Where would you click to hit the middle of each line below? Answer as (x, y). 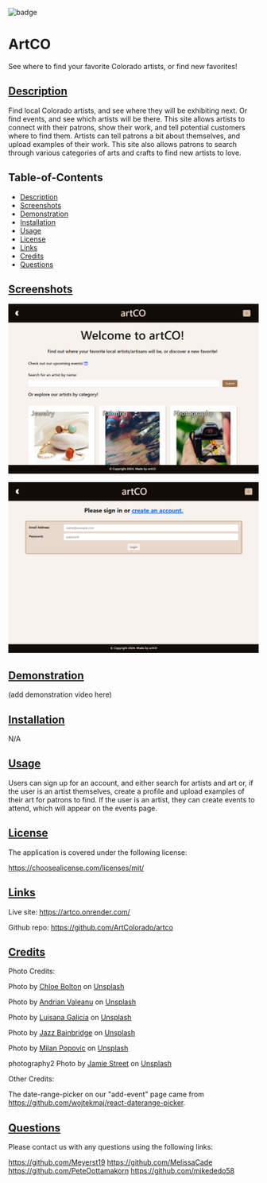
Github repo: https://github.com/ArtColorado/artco (91, 927)
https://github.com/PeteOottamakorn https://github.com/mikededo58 (122, 1171)
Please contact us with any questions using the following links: (110, 1147)
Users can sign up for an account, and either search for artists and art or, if (131, 783)
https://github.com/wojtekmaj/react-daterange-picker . (97, 1103)
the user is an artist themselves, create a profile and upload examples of (126, 791)
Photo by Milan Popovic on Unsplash (68, 1048)
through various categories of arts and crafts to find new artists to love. (125, 153)
